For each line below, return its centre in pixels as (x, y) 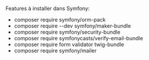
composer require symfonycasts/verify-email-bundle (78, 38)
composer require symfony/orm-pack (60, 20)
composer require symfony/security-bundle (67, 32)
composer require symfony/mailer (55, 51)
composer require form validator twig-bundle (69, 44)
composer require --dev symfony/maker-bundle (72, 26)
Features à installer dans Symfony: (48, 8)
